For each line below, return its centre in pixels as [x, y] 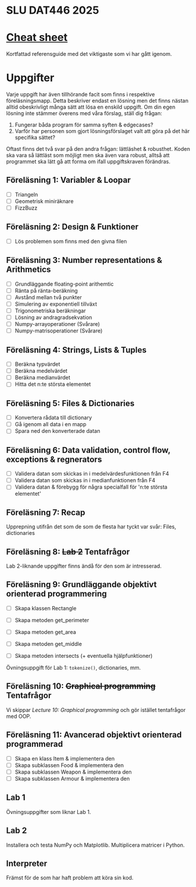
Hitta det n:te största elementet [53, 384]
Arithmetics [29, 270]
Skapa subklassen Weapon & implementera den [73, 772]
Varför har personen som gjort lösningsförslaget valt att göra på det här [102, 131]
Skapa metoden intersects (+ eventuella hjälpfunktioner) [83, 656]
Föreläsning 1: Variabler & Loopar [68, 180]
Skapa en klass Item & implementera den [64, 758]
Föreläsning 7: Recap [46, 512]
